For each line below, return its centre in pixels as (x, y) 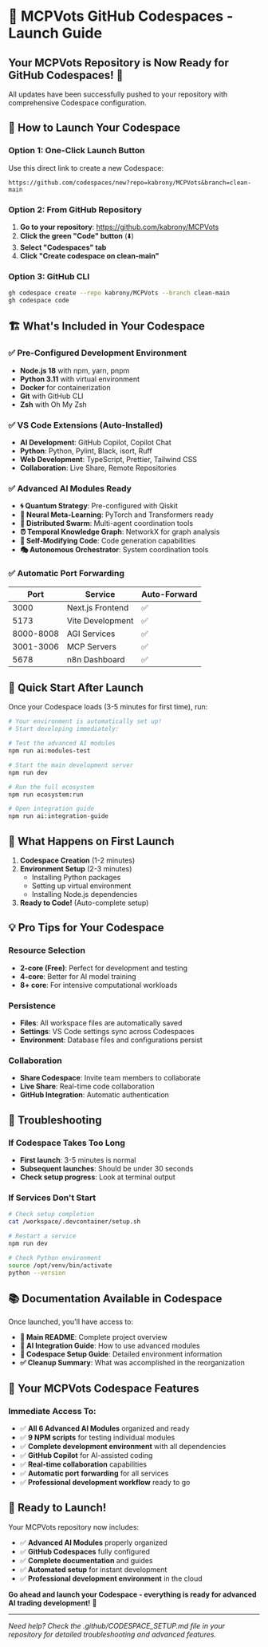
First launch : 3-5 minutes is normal (78, 1159)
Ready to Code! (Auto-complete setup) (84, 902)
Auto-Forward (169, 594)
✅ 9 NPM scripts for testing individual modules (97, 1437)
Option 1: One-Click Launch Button (77, 151)
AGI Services (91, 634)
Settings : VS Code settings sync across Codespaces (107, 1031)
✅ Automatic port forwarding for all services (94, 1473)
